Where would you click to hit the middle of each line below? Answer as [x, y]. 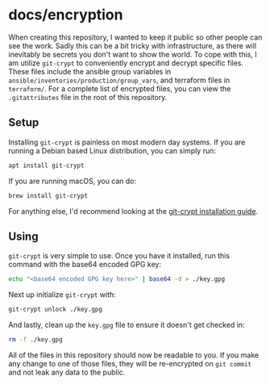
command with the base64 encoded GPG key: [85, 265]
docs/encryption [66, 15]
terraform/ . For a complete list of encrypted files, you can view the [120, 88]
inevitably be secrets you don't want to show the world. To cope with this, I [133, 54]
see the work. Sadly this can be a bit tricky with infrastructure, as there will [132, 45]
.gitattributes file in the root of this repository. [88, 97]
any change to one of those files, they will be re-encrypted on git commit [130, 363]
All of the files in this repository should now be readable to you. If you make [134, 355]
